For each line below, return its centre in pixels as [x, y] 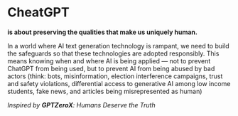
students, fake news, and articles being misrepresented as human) [105, 91]
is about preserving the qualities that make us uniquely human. [102, 32]
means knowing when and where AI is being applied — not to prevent [109, 60]
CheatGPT [38, 12]
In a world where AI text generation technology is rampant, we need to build [118, 46]
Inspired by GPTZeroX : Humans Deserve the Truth [81, 105]
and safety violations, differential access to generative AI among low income [119, 83]
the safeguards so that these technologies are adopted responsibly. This [113, 53]
